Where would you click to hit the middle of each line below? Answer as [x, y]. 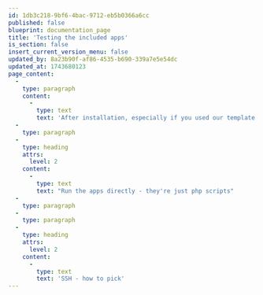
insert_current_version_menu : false [68, 52]
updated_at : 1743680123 [47, 67]
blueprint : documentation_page [59, 30]
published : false [37, 23]
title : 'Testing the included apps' [68, 37]
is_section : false [38, 45]
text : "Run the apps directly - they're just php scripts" [135, 191]
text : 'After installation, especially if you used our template [146, 118]
